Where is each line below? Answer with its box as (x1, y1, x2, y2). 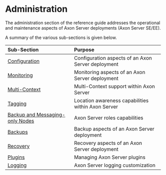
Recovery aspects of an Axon (74, 140, 142, 146)
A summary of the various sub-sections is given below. (5, 35, 117, 40)
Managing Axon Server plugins (74, 154, 146, 161)
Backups (7, 128, 28, 135)
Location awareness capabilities (74, 97, 149, 104)
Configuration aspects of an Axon (74, 54, 152, 61)
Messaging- (36, 111, 66, 118)
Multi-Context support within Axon (74, 83, 155, 90)
